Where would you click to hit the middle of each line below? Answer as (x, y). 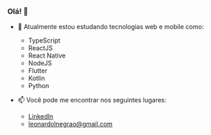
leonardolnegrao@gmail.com (70, 124)
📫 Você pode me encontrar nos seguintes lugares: (92, 100)
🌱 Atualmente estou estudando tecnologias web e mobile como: (110, 27)
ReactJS (40, 48)
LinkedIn (41, 117)
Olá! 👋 (18, 11)
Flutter (38, 71)
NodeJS (40, 63)
